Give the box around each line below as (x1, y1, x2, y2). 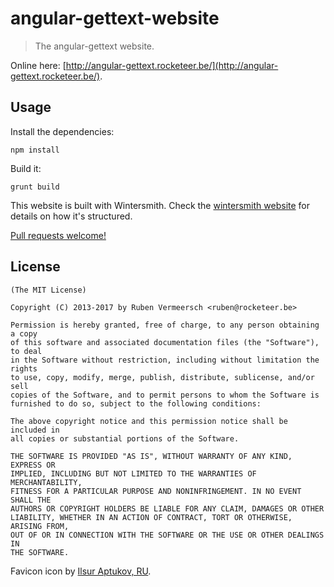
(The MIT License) (10, 285, 87, 295)
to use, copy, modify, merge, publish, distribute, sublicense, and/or (10, 372, 315, 382)
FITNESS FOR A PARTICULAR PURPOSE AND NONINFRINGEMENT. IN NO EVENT (10, 486, 302, 496)
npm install (10, 145, 60, 155)
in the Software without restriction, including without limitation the (10, 355, 320, 365)
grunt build (10, 182, 60, 192)
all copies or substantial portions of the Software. (10, 433, 240, 444)
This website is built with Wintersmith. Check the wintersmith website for (10, 199, 311, 211)
